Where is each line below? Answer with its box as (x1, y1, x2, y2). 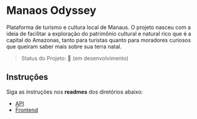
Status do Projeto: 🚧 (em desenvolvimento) (21, 54, 129, 62)
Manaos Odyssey (6, 4, 97, 18)
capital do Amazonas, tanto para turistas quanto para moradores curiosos (6, 36, 192, 43)
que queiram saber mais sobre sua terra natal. (6, 43, 122, 50)
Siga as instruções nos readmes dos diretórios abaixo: (6, 88, 143, 95)
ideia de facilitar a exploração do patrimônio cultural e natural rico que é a (6, 30, 192, 37)
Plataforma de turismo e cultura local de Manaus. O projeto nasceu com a (6, 24, 192, 31)
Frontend (15, 106, 38, 114)
